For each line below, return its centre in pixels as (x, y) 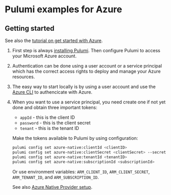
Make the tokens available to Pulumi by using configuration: (75, 138)
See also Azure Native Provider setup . (52, 187)
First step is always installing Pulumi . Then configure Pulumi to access (86, 50)
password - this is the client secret (55, 123)
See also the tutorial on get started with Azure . (54, 40)
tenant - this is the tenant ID (49, 128)
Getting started (30, 28)
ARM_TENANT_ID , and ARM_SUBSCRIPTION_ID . (56, 177)
